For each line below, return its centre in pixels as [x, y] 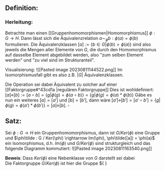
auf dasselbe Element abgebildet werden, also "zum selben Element [74, 55]
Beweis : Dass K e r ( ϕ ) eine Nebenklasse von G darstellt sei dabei [70, 158]
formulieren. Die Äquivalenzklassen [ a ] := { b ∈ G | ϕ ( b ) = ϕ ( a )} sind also [78, 44]
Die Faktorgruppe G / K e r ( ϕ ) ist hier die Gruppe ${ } [56, 163]
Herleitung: [19, 22]
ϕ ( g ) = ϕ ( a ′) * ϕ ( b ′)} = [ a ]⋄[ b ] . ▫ [37, 105]
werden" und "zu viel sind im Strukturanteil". [50, 60]
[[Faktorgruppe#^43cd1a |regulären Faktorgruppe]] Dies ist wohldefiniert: [80, 90]
